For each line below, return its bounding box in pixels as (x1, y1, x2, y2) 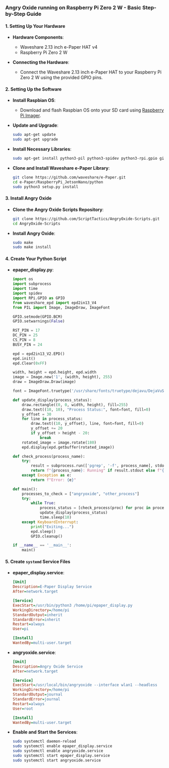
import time (12, 286, 38, 291)
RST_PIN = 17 (12, 328, 40, 333)
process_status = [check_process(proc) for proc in (39, 505, 151, 510)
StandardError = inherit (12, 617, 61, 622)
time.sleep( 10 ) (39, 515, 72, 520)
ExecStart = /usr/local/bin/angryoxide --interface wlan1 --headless (12, 682, 157, 688)
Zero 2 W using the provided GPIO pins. (20, 75, 103, 81)
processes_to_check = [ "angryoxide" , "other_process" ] (22, 491, 140, 496)
